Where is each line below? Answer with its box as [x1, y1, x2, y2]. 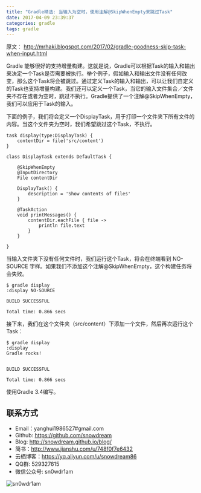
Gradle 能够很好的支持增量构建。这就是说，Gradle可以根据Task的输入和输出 [6, 62, 196, 70]
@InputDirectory [17, 170, 59, 176]
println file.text [38, 223, 85, 229]
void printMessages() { [17, 212, 77, 218]
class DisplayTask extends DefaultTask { [6, 154, 112, 160]
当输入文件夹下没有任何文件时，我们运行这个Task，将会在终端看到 [6, 255, 171, 263]
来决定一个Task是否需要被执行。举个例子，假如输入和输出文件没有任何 [6, 70, 182, 77]
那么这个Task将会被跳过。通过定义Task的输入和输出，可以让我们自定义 [16, 77, 194, 85]
